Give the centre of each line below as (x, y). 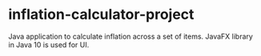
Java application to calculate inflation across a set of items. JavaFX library (131, 36)
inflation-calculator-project (101, 15)
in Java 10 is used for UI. (49, 44)
